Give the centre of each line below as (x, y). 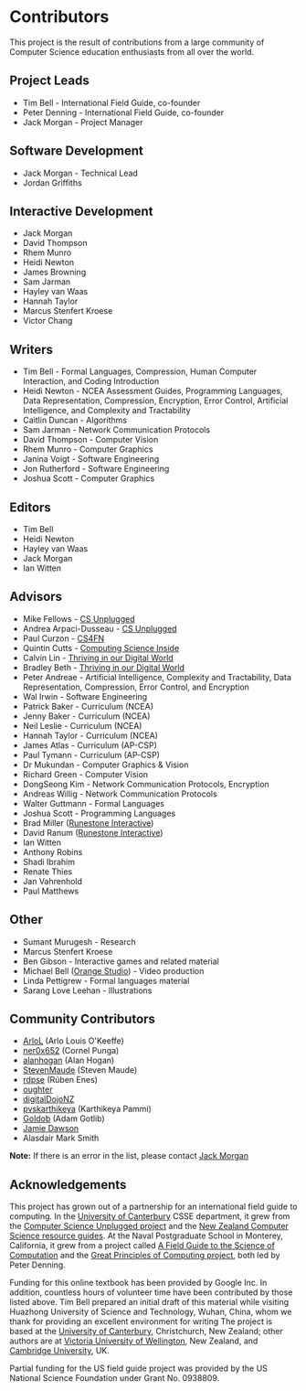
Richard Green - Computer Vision (85, 774)
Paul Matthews (51, 891)
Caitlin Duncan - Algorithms (75, 420)
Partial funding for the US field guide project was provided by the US (138, 1368)
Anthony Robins (53, 851)
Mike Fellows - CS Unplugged (79, 618)
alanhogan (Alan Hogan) (69, 1060)
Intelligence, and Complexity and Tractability (106, 411)
